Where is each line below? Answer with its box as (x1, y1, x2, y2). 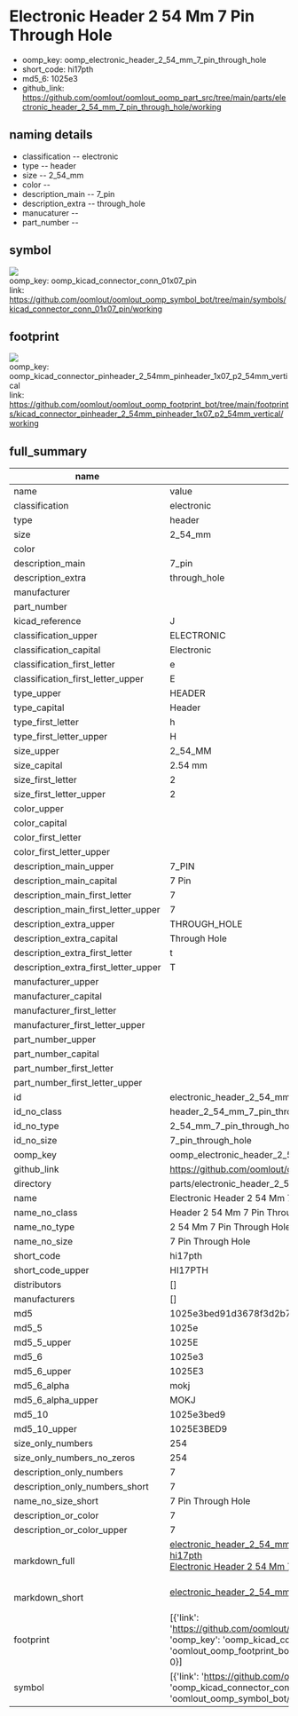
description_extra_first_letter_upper (13, 961, 161, 974)
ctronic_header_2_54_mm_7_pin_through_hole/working (21, 101, 222, 112)
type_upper (13, 687, 62, 700)
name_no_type (13, 1221, 75, 1233)
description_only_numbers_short (13, 1481, 149, 1493)
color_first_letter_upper (13, 846, 111, 858)
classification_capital (13, 644, 101, 656)
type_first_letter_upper (13, 731, 108, 743)
